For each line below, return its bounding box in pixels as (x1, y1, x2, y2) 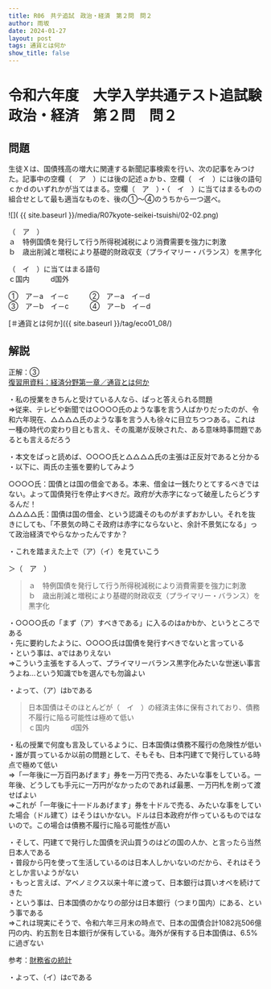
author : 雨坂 (8, 19, 50, 27)
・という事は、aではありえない (8, 648, 111, 657)
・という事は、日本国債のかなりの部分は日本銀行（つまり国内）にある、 (8, 897, 248, 907)
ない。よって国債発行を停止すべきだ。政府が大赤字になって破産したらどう (8, 489, 253, 499)
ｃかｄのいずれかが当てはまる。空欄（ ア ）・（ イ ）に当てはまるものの (8, 184, 262, 193)
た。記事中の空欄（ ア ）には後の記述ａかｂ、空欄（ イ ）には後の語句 (8, 174, 262, 184)
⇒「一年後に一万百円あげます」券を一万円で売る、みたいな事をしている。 (8, 770, 255, 780)
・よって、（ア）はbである (8, 685, 93, 695)
